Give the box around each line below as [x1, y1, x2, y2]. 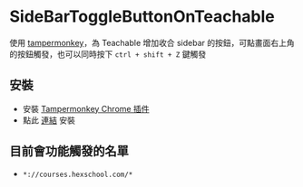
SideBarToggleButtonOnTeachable [9, 6, 275, 27]
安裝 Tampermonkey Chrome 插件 [22, 103, 150, 114]
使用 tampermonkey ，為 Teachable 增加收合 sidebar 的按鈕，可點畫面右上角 [9, 37, 295, 48]
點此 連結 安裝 [22, 115, 75, 126]
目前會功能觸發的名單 [9, 144, 129, 159]
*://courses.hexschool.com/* [22, 170, 133, 179]
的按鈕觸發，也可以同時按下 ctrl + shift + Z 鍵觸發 [9, 48, 207, 60]
